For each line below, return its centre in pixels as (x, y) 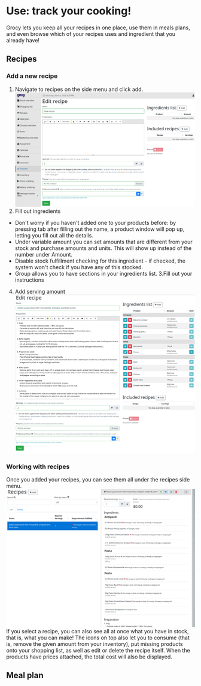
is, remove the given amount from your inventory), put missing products (95, 644)
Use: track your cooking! (69, 11)
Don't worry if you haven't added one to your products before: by (95, 223)
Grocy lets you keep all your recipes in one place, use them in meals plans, (98, 28)
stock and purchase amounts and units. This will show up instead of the (103, 248)
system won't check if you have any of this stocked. (79, 267)
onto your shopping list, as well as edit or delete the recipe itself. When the (98, 650)
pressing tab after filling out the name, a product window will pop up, (100, 229)
